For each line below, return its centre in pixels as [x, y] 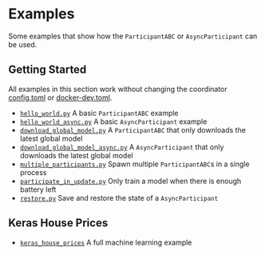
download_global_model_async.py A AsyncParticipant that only [122, 147]
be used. [23, 44]
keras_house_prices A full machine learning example [106, 242]
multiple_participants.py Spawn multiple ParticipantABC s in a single [134, 164]
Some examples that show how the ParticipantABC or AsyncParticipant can [133, 36]
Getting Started [47, 70]
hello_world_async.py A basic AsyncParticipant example [113, 122]
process [33, 172]
